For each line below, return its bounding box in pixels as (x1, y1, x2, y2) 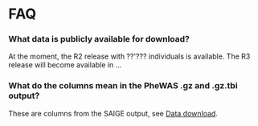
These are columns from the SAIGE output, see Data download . (8, 108, 219, 118)
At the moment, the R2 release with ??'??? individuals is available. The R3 (8, 51, 251, 61)
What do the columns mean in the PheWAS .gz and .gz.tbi (8, 80, 239, 91)
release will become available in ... (8, 60, 122, 70)
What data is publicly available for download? (8, 34, 190, 45)
